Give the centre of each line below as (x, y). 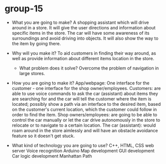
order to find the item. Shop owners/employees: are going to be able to (84, 114)
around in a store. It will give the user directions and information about (84, 27)
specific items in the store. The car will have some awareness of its (81, 33)
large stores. (32, 73)
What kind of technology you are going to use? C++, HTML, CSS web (83, 145)
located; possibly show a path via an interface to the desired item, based (86, 104)
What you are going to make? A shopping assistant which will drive (80, 22)
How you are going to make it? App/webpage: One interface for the (81, 83)
